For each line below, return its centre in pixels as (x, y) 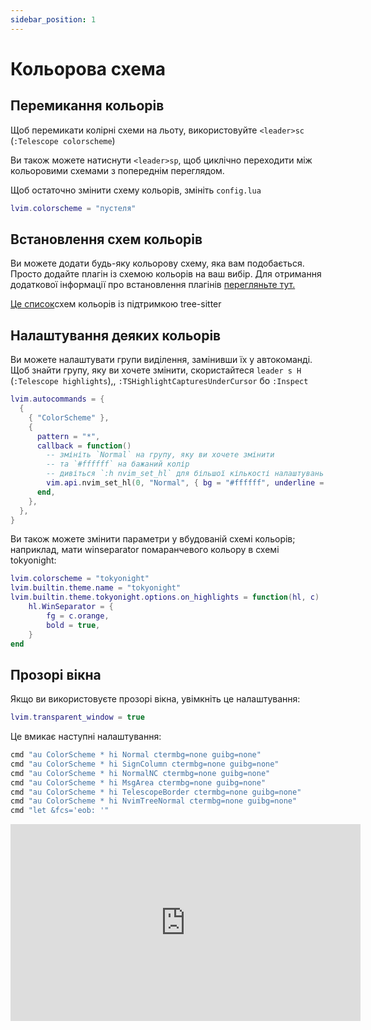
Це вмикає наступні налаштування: (86, 737)
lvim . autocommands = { (57, 399)
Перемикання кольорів (87, 106)
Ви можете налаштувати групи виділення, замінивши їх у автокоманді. (161, 360)
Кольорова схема (88, 68)
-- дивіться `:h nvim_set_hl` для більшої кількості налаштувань (185, 474)
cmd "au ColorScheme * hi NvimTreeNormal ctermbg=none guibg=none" (154, 801)
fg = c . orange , (78, 616)
